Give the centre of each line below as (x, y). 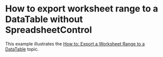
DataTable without (44, 19)
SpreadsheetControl (49, 30)
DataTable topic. (22, 49)
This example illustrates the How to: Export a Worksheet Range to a (75, 43)
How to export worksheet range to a (82, 9)
